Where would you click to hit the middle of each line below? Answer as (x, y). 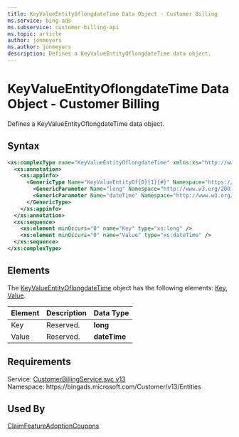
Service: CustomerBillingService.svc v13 (67, 379)
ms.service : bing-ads (39, 21)
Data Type (111, 312)
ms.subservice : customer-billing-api (63, 27)
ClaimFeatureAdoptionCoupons (53, 426)
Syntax (23, 146)
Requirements (39, 362)
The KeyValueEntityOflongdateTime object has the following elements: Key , (117, 288)
